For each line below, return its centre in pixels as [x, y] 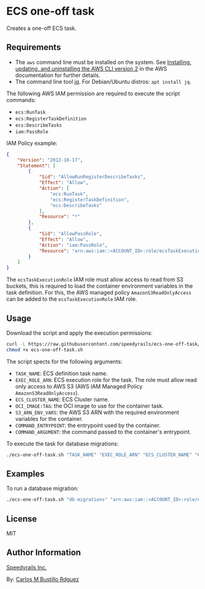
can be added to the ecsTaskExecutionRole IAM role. [72, 299]
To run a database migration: [42, 488]
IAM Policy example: [32, 143]
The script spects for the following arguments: [64, 361]
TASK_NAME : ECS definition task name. [61, 373]
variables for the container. [49, 419]
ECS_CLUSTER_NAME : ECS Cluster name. [62, 399]
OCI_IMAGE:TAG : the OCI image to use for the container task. [89, 406]
